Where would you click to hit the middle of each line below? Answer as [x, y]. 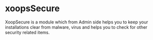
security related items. [27, 32]
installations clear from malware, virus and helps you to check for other [76, 27]
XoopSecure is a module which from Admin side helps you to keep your [76, 22]
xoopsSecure [32, 9]
